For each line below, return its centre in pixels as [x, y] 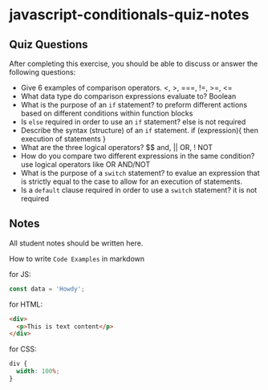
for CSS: [23, 349]
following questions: [43, 72]
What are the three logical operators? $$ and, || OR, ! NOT [117, 147]
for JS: [20, 274]
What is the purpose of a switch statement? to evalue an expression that [140, 173]
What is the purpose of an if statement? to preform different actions [134, 105]
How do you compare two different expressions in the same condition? [138, 156]
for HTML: [26, 304]
